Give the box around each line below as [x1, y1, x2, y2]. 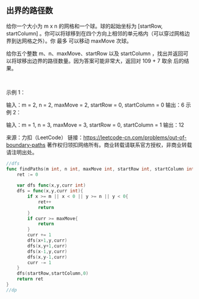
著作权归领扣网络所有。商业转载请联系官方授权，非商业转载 [46, 141, 192, 148]
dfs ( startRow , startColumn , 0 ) [17, 271, 89, 277]
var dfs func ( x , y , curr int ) [17, 182, 86, 188]
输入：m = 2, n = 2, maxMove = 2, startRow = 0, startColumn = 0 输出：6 [6, 101, 185, 108]
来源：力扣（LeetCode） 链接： [6, 134, 84, 141]
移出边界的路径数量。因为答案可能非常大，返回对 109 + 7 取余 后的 [21, 57, 185, 64]
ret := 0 [17, 171, 38, 178]
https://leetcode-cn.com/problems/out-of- [83, 134, 187, 141]
